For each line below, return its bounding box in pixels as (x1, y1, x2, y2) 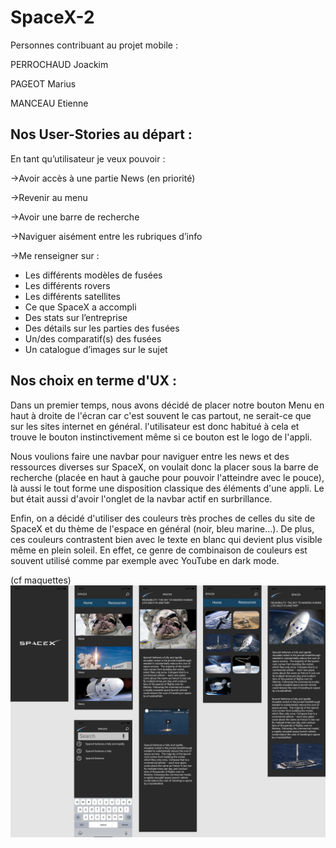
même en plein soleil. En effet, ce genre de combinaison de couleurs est (10, 544, 308, 556)
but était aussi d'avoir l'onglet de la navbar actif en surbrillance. (10, 492, 273, 505)
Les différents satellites (24, 290, 121, 302)
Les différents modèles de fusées (24, 269, 163, 281)
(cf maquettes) (10, 574, 72, 586)
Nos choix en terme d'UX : (10, 372, 177, 390)
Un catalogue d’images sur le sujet (24, 343, 168, 355)
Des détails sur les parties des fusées (24, 322, 180, 334)
